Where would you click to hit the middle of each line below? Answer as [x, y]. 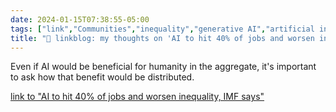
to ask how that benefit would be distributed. [102, 77]
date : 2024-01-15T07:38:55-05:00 [80, 19]
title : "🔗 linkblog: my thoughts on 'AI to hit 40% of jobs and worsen [162, 38]
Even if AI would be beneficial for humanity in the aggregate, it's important [163, 67]
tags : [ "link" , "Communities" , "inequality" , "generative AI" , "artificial [162, 29]
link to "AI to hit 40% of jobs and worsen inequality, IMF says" [137, 97]
